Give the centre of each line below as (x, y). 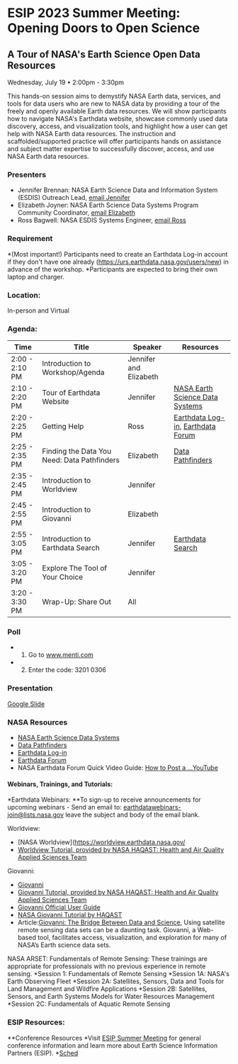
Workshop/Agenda (73, 372)
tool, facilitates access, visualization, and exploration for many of (132, 938)
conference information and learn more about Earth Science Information (113, 1045)
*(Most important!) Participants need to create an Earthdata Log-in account (118, 254)
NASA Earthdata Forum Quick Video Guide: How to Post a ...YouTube (118, 768)
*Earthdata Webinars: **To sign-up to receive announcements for (104, 800)
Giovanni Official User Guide (59, 907)
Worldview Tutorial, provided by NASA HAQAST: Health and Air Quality (121, 850)
